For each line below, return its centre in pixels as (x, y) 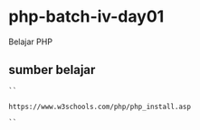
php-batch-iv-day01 (86, 17)
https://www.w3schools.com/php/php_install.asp (100, 107)
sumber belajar (52, 70)
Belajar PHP (31, 42)
